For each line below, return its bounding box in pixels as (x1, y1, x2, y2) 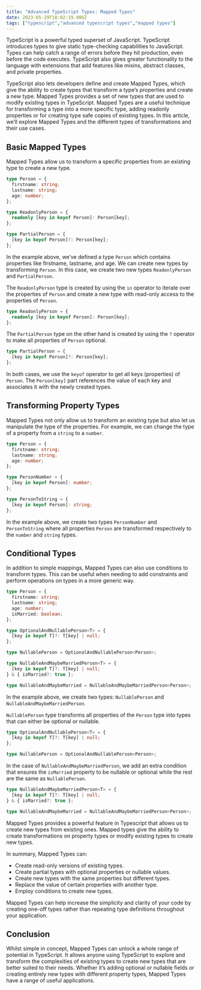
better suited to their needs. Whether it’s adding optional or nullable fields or (6, 964, 195, 971)
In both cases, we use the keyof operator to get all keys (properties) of (6, 371, 181, 378)
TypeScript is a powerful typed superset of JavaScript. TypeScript (6, 37, 170, 44)
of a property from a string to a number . (6, 429, 104, 436)
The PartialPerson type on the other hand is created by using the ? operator (6, 330, 195, 338)
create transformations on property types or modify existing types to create (6, 832, 193, 839)
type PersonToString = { (6, 496, 68, 502)
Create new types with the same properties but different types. (14, 875, 171, 882)
